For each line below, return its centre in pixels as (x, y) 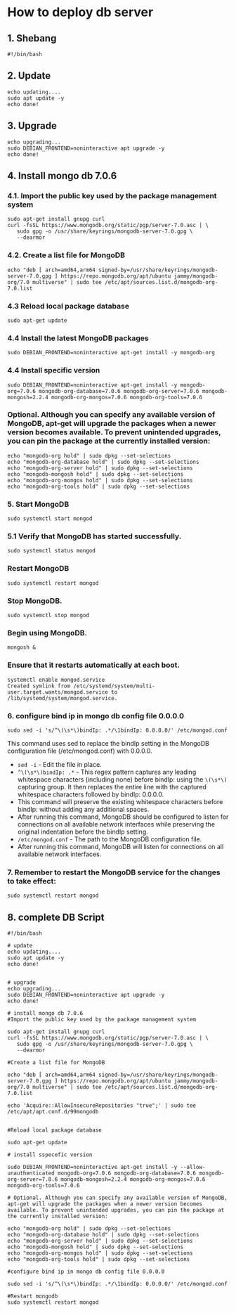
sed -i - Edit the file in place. (59, 764)
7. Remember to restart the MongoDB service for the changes (114, 872)
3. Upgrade (32, 126)
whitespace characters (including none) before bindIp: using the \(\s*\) (122, 779)
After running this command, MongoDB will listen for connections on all (120, 846)
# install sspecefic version (50, 1154)
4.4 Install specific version (54, 370)
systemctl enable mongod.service (56, 680)
